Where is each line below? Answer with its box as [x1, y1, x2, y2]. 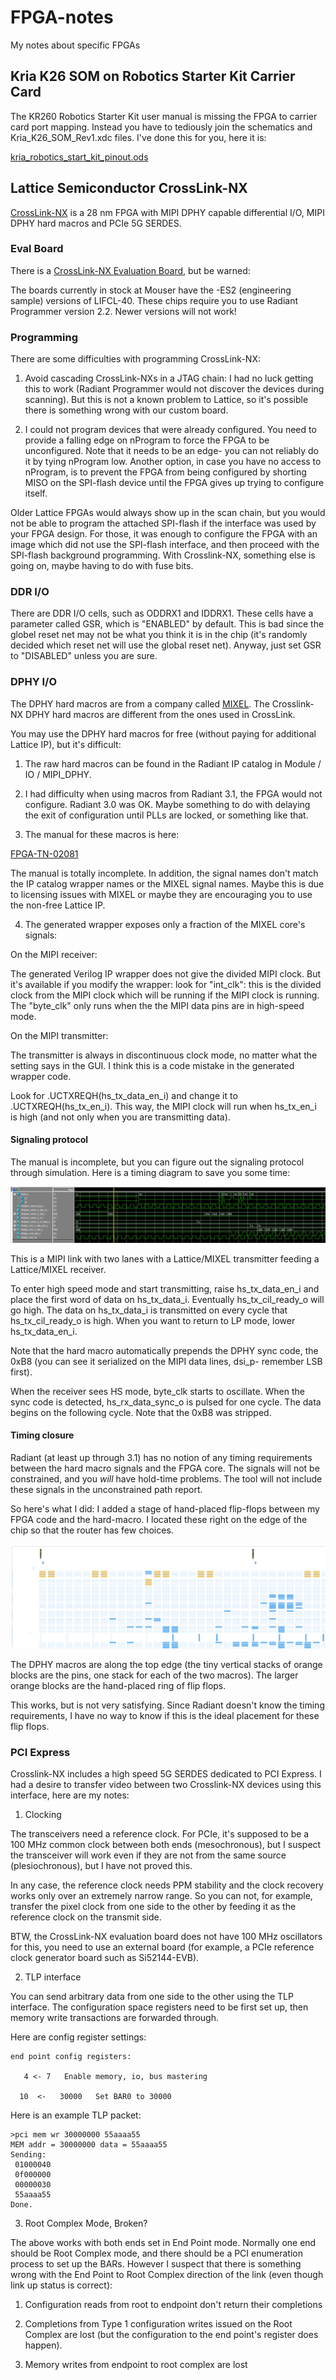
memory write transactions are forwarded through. [10, 2011, 219, 2023]
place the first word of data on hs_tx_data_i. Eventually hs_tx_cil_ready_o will [10, 1293, 325, 1305]
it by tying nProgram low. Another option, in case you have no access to [24, 456, 322, 468]
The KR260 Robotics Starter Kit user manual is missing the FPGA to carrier [10, 110, 318, 122]
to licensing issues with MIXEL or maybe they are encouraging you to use [10, 888, 313, 900]
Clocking [24, 1808, 62, 1820]
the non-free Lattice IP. [10, 899, 106, 911]
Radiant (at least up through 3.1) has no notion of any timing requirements [10, 1451, 313, 1463]
